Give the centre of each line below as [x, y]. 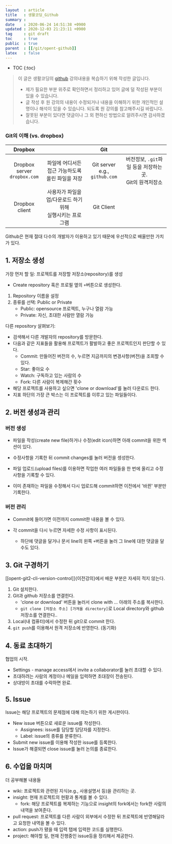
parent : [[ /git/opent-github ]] [41, 48]
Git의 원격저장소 [144, 182]
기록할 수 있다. [41, 475]
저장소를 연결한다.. [39, 615]
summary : [16, 20]
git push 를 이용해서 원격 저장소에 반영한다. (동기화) [64, 628]
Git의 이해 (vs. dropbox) [35, 136]
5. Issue [18, 699]
